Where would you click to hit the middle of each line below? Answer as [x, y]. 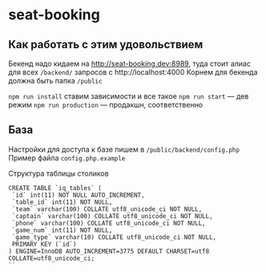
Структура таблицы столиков [59, 173]
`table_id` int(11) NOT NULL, [62, 202]
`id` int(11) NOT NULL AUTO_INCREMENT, [79, 195]
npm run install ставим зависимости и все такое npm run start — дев [129, 96]
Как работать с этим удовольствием [106, 45]
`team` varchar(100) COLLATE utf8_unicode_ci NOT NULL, [107, 209]
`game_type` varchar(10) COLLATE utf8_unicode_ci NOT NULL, [114, 237]
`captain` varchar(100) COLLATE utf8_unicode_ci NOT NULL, [113, 216]
